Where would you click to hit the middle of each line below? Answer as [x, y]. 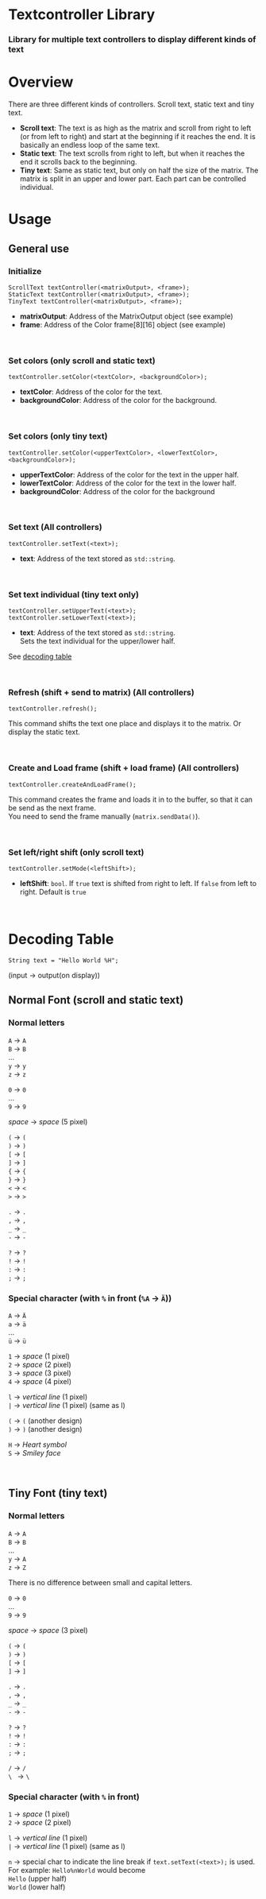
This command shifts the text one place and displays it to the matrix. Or [125, 724]
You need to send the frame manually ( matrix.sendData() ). [104, 816]
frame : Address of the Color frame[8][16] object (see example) [123, 324]
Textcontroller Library [82, 15]
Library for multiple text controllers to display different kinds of [132, 40]
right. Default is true [53, 892]
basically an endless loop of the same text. [90, 145]
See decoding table [40, 656]
